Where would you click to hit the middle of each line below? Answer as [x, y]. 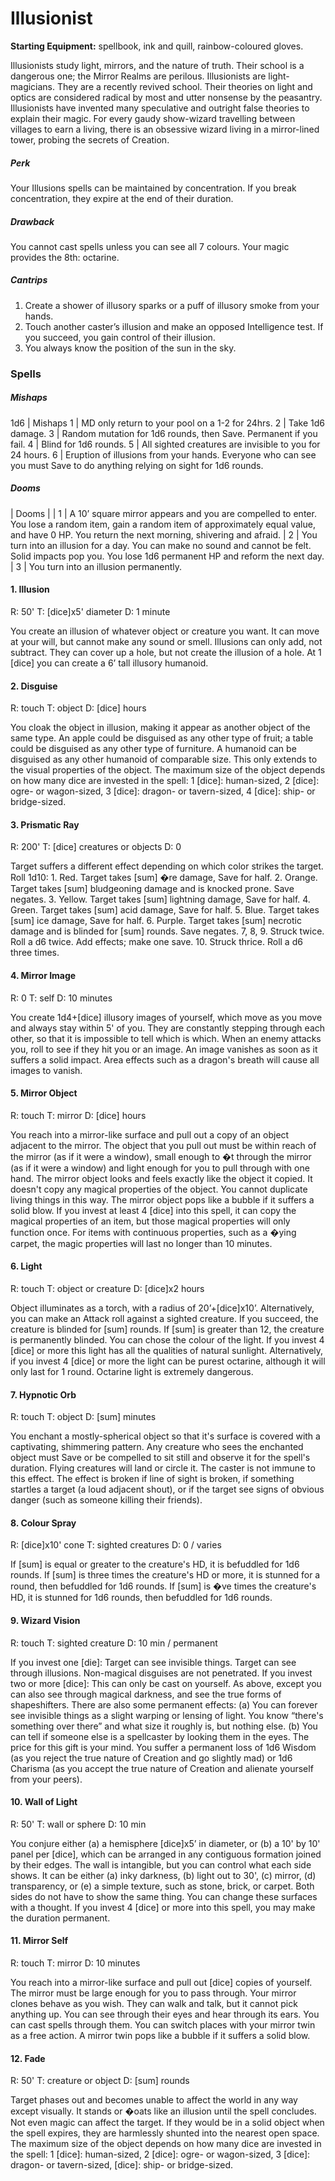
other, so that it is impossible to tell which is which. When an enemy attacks [166, 1038]
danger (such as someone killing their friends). [106, 1500]
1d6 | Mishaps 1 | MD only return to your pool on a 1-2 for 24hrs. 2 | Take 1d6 [168, 423]
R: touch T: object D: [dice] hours [78, 708]
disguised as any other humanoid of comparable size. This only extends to [164, 759]
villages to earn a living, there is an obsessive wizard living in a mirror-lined [165, 129]
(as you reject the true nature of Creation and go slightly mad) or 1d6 [151, 1758]
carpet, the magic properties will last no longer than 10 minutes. [141, 1243]
